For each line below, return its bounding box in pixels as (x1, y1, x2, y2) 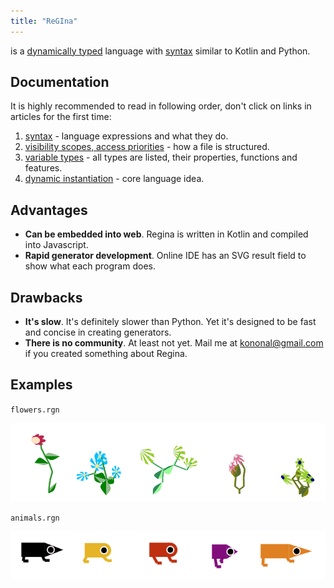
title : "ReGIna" (10, 16, 78, 26)
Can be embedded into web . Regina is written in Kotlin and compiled (24, 228, 309, 240)
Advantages (10, 201, 88, 219)
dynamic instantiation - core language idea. (24, 173, 205, 185)
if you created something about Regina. (24, 348, 188, 360)
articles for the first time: (10, 111, 112, 123)
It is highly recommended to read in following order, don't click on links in (10, 100, 312, 112)
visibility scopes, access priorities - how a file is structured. (24, 141, 270, 153)
